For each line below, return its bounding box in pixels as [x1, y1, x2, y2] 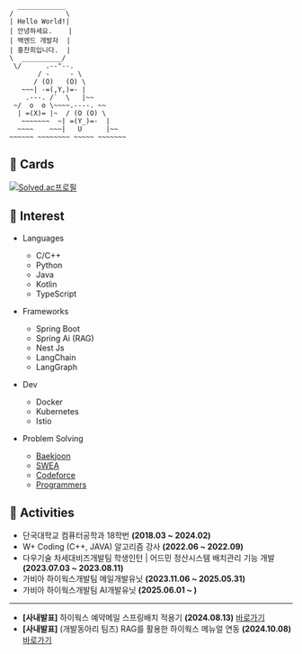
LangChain [35, 351, 76, 362]
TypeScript [35, 288, 77, 299]
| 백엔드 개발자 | [9, 36, 71, 45]
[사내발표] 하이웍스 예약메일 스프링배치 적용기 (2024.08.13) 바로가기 [22, 613, 265, 623]
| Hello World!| [9, 17, 70, 26]
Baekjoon [35, 450, 71, 461]
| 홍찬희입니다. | [9, 46, 71, 55]
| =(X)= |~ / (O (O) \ [17, 109, 106, 118]
